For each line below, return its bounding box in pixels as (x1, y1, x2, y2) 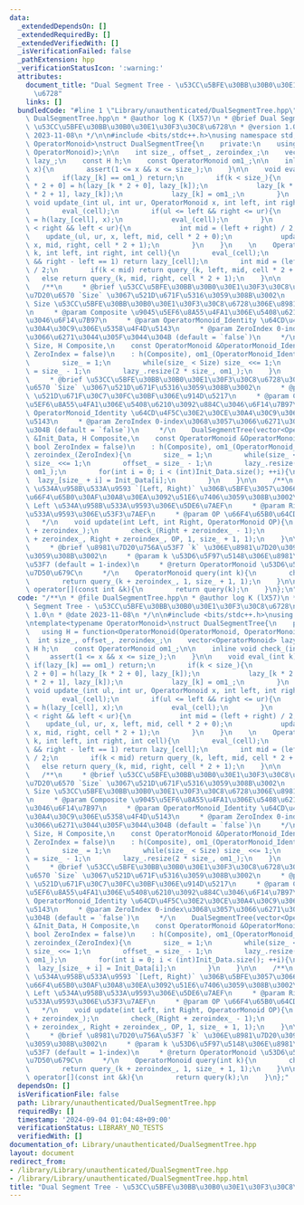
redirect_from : (9, 1157, 67, 1166)
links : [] (25, 97, 63, 107)
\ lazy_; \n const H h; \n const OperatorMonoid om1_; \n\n (25, 156, 270, 166)
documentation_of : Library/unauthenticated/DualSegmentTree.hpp (9, 1141, 257, 1150)
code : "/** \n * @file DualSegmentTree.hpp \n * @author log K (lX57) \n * (17, 593, 298, 602)
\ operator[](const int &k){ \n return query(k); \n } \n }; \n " (25, 585, 298, 594)
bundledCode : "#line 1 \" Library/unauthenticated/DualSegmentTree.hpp (17, 106, 290, 115)
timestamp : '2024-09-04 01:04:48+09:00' (17, 1115, 172, 1124)
